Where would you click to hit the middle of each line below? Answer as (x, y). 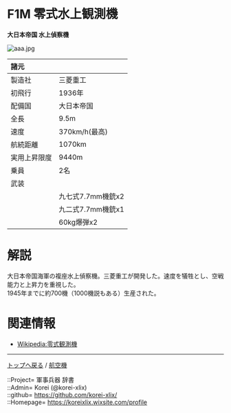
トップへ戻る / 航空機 (37, 365)
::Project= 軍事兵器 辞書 (41, 379)
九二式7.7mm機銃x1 (92, 209)
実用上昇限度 (32, 157)
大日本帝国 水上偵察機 (38, 34)
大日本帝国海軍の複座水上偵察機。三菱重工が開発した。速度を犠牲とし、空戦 (115, 276)
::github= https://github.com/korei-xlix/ (62, 394)
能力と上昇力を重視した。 (43, 284)
